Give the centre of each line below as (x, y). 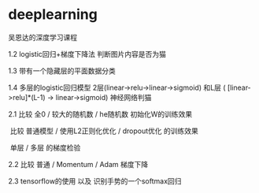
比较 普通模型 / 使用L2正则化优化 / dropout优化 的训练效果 (104, 131)
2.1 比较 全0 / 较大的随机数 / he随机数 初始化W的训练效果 (100, 114)
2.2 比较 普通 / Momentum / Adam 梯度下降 (78, 164)
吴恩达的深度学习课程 (43, 37)
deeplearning (53, 15)
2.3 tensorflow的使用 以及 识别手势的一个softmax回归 (95, 181)
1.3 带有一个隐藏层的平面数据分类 (62, 71)
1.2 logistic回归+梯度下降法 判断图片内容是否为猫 (87, 54)
